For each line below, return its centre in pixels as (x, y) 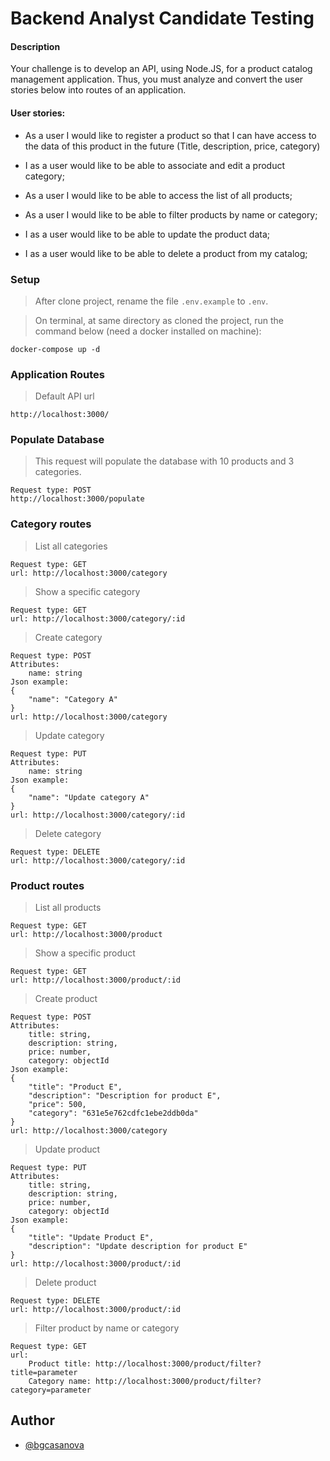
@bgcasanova (54, 1444)
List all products (68, 908)
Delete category (68, 833)
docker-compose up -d (55, 349)
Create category (68, 637)
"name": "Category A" (73, 699)
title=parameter (44, 1373)
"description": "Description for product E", (125, 1096)
